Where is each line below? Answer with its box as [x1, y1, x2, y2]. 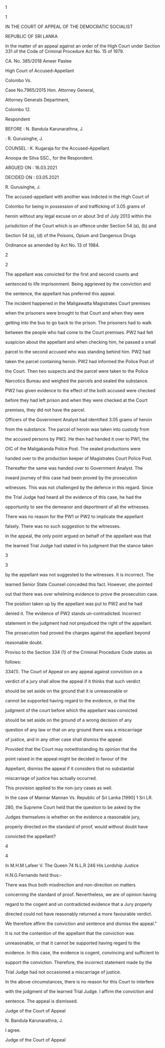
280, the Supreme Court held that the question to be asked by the [5, 804, 141, 810]
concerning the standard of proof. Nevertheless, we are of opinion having [5, 891, 156, 897]
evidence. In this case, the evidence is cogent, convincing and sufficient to [5, 950, 159, 955]
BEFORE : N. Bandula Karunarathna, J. [5, 126, 84, 132]
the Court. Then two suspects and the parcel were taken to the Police [5, 368, 148, 374]
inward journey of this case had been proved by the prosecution [5, 475, 137, 481]
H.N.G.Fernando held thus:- [5, 872, 62, 878]
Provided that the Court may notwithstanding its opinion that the [5, 746, 137, 752]
